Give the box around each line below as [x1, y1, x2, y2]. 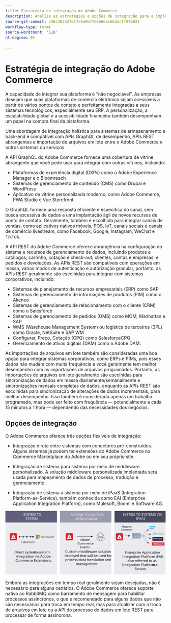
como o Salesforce [12, 307, 52, 314]
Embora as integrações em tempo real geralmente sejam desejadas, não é [5, 580, 161, 586]
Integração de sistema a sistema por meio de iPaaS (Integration [12, 489, 146, 495]
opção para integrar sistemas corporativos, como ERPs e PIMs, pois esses [5, 355, 161, 362]
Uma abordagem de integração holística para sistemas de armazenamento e [5, 128, 165, 134]
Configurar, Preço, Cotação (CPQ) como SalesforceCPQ [12, 334, 131, 341]
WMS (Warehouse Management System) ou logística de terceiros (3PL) [12, 324, 163, 330]
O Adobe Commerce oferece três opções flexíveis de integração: [5, 433, 141, 439]
